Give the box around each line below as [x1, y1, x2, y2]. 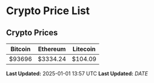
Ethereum [38, 45, 66, 53]
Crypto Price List [6, 4, 90, 18]
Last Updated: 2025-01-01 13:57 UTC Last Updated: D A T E [6, 70, 148, 77]
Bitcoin [10, 45, 31, 53]
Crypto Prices [6, 28, 58, 38]
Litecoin [72, 45, 96, 53]
